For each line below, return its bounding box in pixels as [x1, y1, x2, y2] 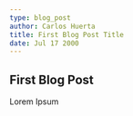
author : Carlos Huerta [9, 22, 96, 31]
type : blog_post [9, 13, 71, 23]
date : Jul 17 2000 [9, 38, 79, 48]
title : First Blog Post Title [9, 30, 125, 39]
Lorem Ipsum [9, 96, 59, 107]
